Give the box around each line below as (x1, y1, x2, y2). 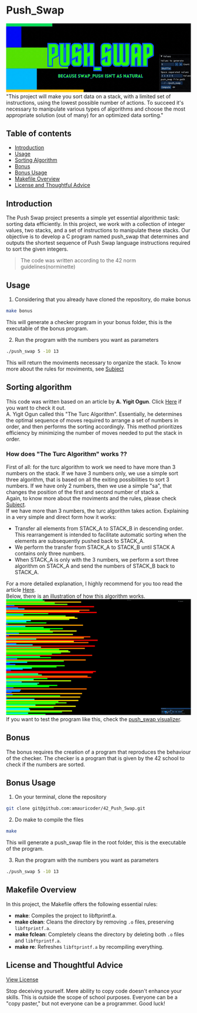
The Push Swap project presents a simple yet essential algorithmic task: (6, 214, 180, 221)
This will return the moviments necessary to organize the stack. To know (6, 359, 182, 366)
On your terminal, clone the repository (14, 794, 107, 801)
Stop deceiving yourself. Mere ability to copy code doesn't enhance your (6, 987, 182, 994)
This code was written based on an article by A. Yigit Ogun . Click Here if (6, 398, 182, 405)
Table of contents (6, 128, 72, 138)
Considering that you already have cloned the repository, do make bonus (14, 295, 191, 303)
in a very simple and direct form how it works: (6, 513, 117, 521)
